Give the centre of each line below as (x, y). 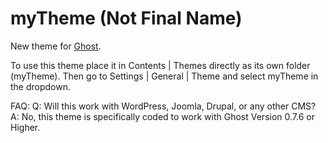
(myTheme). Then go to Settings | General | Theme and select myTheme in (164, 76)
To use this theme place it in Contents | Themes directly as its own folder (160, 65)
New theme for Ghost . (56, 46)
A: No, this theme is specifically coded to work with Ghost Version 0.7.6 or (162, 116)
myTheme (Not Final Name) (126, 18)
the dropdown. (41, 86)
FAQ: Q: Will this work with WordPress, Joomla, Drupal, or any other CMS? (163, 106)
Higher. (25, 127)
